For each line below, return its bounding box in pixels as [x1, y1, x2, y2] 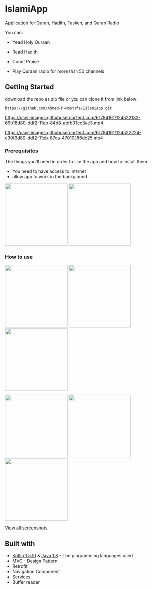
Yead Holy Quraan [12, 39, 50, 45]
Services [12, 574, 31, 580]
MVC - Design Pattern [12, 558, 58, 564]
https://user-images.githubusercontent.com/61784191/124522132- [5, 114, 141, 120]
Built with [5, 539, 35, 548]
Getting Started [5, 83, 54, 91]
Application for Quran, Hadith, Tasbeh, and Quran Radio [5, 20, 119, 26]
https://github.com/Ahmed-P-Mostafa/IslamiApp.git [5, 106, 112, 111]
